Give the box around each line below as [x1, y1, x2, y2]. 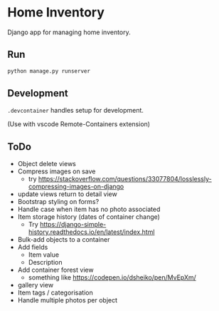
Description [28, 258, 63, 267]
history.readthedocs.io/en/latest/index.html [28, 228, 155, 236]
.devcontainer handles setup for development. [7, 106, 144, 115]
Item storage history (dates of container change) [17, 213, 160, 221]
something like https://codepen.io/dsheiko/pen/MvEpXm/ [28, 273, 197, 282]
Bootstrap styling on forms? [17, 198, 100, 206]
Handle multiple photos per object [17, 296, 118, 305]
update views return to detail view [17, 190, 117, 198]
